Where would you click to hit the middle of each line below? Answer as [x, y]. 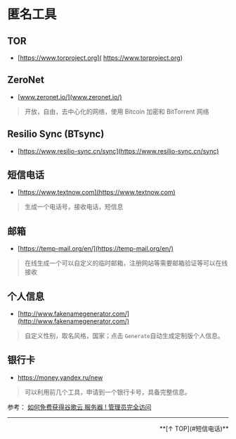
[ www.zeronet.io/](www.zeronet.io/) [70, 97]
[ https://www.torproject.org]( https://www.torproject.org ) [100, 58]
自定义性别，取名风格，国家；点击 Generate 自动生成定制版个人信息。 [124, 336]
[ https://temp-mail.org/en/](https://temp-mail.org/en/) [95, 249]
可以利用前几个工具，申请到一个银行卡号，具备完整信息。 [107, 392]
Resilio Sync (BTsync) [56, 134]
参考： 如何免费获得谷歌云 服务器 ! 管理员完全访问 [79, 407]
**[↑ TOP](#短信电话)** [194, 428]
